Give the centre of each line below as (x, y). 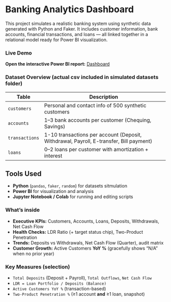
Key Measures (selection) (38, 267)
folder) (14, 84)
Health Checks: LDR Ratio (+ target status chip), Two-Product (78, 232)
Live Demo (19, 53)
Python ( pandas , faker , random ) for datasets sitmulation (70, 186)
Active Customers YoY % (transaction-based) (59, 288)
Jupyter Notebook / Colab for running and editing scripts (73, 197)
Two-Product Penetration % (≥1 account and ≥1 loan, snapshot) (79, 294)
